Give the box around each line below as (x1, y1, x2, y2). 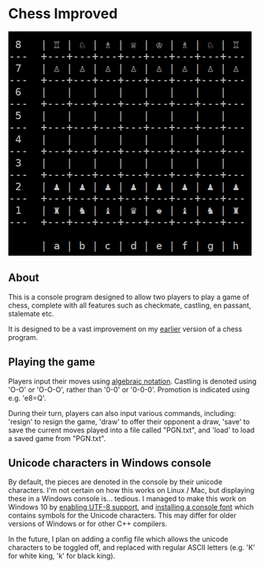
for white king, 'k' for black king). (8, 551, 116, 561)
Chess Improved (8, 5, 118, 23)
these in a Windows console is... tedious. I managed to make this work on (8, 494, 247, 503)
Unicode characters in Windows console (8, 456, 211, 469)
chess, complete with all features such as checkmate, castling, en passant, (8, 301, 251, 310)
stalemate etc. (8, 308, 54, 318)
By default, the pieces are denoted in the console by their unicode (8, 477, 223, 487)
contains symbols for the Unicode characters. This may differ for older (8, 510, 237, 521)
